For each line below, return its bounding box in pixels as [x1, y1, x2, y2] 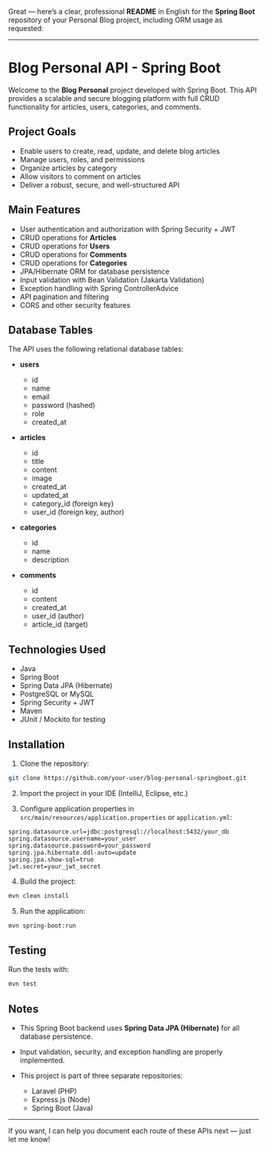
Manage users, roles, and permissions [19, 154, 145, 164]
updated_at [31, 491, 69, 500]
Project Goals [8, 125, 77, 138]
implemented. [19, 1055, 65, 1065]
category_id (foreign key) [31, 499, 114, 508]
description [31, 555, 69, 565]
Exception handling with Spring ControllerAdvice [19, 283, 179, 293]
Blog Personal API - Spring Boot [8, 59, 221, 77]
